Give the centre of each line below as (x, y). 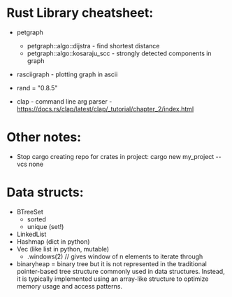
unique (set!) (45, 226)
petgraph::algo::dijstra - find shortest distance (93, 46)
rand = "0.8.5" (37, 88)
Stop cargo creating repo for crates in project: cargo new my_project (115, 156)
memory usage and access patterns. (70, 286)
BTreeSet (30, 212)
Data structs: (45, 192)
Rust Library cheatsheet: (80, 13)
